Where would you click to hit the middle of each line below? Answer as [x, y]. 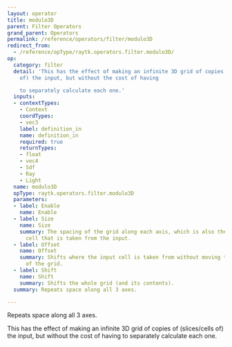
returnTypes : [38, 148]
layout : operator [32, 13]
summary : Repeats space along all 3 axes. [75, 290]
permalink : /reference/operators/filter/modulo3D [80, 39]
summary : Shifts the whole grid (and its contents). [97, 283]
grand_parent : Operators [43, 33]
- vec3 [29, 122]
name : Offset [38, 251]
